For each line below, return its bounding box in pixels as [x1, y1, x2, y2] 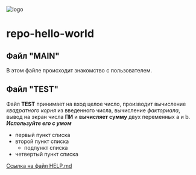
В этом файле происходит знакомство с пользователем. [6, 67, 153, 74]
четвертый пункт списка [14, 150, 78, 157]
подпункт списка [24, 144, 68, 151]
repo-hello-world [6, 27, 95, 40]
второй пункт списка [14, 138, 69, 145]
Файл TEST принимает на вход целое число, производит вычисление [6, 100, 186, 107]
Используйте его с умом [6, 119, 72, 127]
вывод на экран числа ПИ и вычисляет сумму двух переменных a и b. [6, 113, 191, 120]
